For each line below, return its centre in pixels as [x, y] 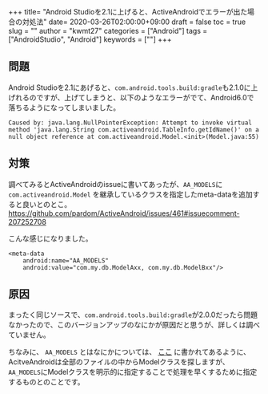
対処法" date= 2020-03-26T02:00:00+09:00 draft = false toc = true [134, 22]
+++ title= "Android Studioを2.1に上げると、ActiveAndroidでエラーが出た [128, 12]
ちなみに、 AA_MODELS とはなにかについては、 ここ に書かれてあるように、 [129, 352]
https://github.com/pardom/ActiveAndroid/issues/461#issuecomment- [124, 213]
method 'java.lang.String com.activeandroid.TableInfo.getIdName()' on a [134, 130]
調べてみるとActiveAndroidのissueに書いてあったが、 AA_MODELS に [116, 184]
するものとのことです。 [47, 382]
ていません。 [29, 335]
